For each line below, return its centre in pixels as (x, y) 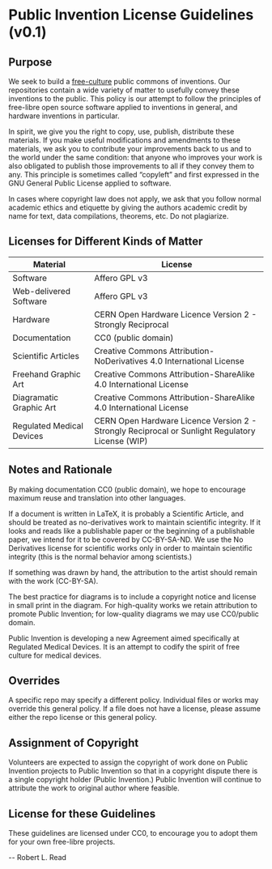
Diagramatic (36, 397)
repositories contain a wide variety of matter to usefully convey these (124, 90)
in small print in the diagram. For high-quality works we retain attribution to (133, 605)
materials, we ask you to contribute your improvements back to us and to (130, 149)
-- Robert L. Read (38, 858)
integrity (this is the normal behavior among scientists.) (100, 556)
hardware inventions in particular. (64, 116)
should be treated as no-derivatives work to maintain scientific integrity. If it (134, 522)
